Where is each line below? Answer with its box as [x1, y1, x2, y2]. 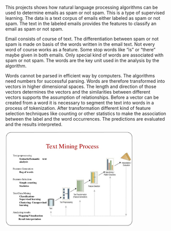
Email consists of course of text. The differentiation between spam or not [5, 36, 159, 42]
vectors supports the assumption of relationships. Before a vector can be [5, 94, 159, 100]
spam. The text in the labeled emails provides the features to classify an [5, 20, 157, 26]
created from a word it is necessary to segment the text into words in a [5, 100, 154, 106]
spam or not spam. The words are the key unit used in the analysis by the [5, 57, 160, 63]
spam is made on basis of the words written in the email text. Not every [5, 41, 155, 47]
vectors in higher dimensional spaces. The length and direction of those [5, 83, 157, 90]
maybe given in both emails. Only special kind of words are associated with [5, 52, 164, 58]
